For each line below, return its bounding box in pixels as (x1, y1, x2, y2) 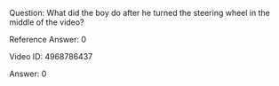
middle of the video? (9, 17, 84, 27)
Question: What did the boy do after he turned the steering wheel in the (9, 8, 271, 18)
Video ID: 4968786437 (9, 51, 93, 61)
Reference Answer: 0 (9, 35, 87, 44)
